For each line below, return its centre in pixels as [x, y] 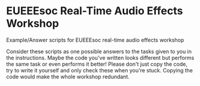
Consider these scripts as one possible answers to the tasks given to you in [99, 51]
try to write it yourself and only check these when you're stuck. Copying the [99, 70]
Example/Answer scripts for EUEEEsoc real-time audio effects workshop [95, 40]
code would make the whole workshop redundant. [68, 77]
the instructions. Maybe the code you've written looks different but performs [100, 58]
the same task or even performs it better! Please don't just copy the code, [97, 64]
